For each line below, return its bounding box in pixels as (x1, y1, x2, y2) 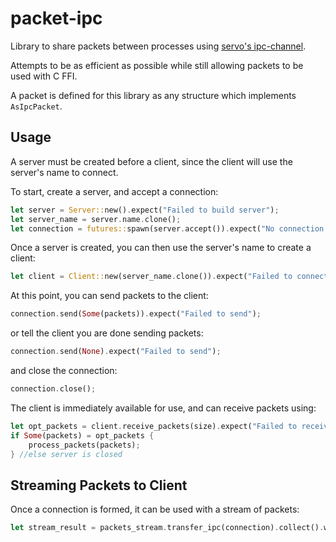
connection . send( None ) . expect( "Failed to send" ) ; (10, 347, 222, 357)
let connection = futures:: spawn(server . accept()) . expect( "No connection (10, 223, 325, 234)
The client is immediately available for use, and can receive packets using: (10, 402, 317, 414)
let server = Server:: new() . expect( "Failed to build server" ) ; (10, 205, 280, 215)
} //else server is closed (10, 449, 123, 459)
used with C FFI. (10, 70, 78, 82)
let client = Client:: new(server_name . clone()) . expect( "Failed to (10, 272, 293, 282)
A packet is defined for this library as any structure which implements (10, 89, 297, 101)
